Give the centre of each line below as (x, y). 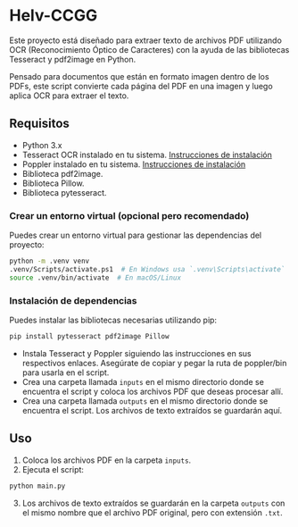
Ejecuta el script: (53, 469)
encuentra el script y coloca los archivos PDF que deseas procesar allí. (153, 391)
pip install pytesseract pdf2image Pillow (89, 336)
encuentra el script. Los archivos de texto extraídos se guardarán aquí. (152, 410)
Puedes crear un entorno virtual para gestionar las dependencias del (136, 235)
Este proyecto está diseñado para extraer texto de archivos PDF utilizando (146, 40)
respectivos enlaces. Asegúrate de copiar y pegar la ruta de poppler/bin (154, 363)
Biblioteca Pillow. (53, 183)
